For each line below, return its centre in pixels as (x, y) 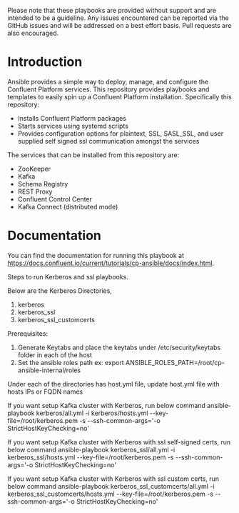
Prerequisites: (28, 333)
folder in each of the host (55, 355)
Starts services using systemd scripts (73, 126)
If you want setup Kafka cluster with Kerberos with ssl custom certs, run (113, 479)
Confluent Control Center (55, 199)
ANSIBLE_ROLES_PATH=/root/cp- (175, 362)
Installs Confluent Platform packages (72, 118)
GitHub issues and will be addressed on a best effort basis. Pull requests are (119, 25)
